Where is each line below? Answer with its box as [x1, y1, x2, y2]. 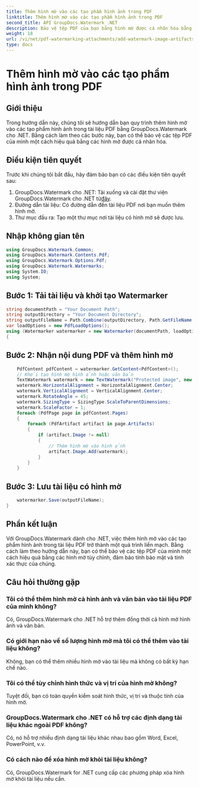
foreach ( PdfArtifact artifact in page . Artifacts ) [27, 421, 155, 427]
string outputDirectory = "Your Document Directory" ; [6, 312, 142, 318]
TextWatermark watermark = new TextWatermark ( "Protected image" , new [17, 377, 192, 383]
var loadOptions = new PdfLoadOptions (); [6, 323, 110, 329]
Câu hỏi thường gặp [6, 577, 80, 587]
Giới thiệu [6, 103, 43, 113]
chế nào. [6, 664, 28, 671]
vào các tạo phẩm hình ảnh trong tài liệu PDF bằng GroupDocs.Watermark [6, 125, 187, 132]
